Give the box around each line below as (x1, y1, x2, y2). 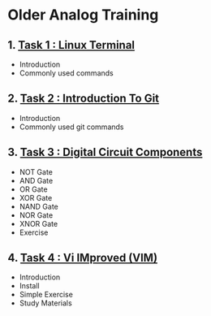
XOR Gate (19, 193, 53, 202)
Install (19, 281, 40, 291)
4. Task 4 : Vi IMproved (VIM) (7, 251, 158, 265)
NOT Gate (19, 167, 54, 176)
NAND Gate (19, 201, 58, 211)
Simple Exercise (19, 290, 74, 300)
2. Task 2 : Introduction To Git (7, 92, 160, 106)
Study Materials (19, 298, 72, 308)
